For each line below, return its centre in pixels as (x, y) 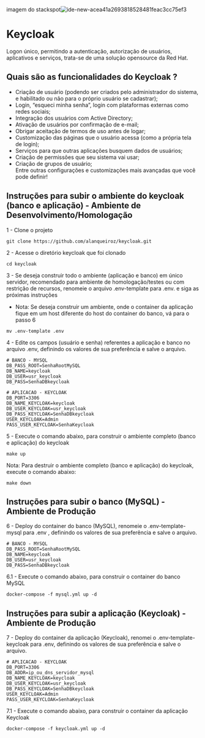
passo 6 (25, 320)
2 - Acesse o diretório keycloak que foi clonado (66, 252)
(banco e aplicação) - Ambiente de (74, 206)
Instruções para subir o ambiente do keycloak (95, 196)
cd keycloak (21, 264)
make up (16, 454)
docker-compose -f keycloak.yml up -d (56, 729)
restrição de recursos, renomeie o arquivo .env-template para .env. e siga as (102, 288)
